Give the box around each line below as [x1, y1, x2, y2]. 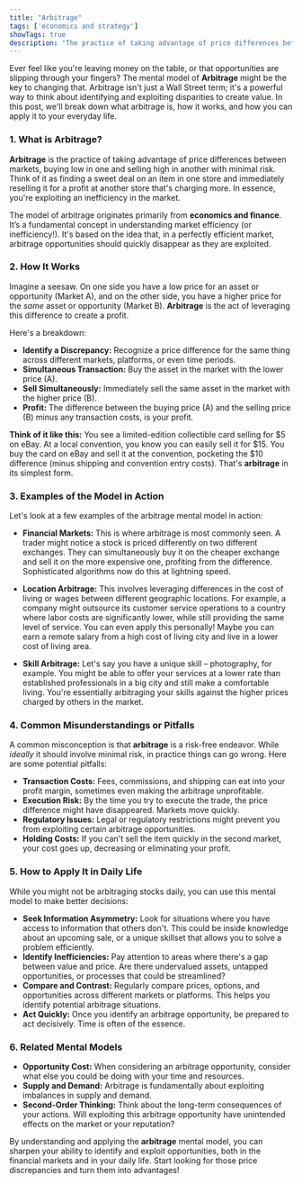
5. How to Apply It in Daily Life [9, 865, 143, 878]
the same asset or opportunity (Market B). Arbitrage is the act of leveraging [9, 300, 290, 311]
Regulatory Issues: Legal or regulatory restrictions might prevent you [22, 814, 280, 825]
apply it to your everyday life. [9, 111, 117, 122]
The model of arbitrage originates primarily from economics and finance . [9, 209, 282, 221]
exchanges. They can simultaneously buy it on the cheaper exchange [22, 547, 280, 558]
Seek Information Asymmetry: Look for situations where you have [22, 913, 271, 924]
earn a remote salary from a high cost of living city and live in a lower [22, 631, 279, 642]
